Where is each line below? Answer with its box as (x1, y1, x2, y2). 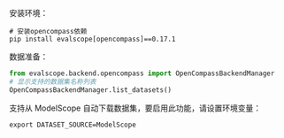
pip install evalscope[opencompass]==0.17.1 (9, 34, 176, 43)
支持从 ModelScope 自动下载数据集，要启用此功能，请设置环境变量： (9, 103, 262, 113)
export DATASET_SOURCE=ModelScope (9, 120, 137, 129)
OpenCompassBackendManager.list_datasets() (9, 85, 173, 95)
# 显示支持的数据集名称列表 (9, 77, 97, 86)
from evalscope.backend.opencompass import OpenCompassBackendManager (9, 69, 275, 78)
